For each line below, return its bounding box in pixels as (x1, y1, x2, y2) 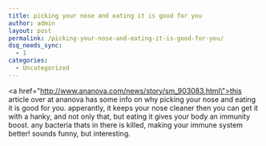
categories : (8, 57, 48, 65)
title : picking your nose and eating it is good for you (8, 11, 203, 20)
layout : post (8, 26, 52, 34)
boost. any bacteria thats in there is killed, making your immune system (8, 120, 243, 129)
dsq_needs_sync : (8, 42, 62, 50)
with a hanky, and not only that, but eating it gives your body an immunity (8, 112, 251, 121)
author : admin (8, 19, 56, 27)
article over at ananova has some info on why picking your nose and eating (8, 94, 256, 104)
